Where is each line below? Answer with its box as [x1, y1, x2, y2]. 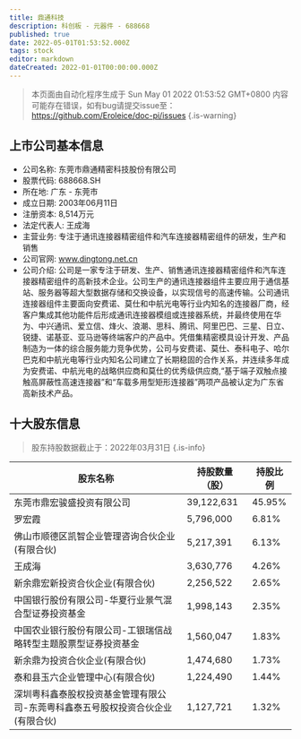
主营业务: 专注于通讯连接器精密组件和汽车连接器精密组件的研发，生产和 [21, 230, 287, 242]
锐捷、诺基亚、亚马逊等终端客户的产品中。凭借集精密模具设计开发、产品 [21, 331, 289, 342]
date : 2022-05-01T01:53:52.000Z [9, 38, 130, 47]
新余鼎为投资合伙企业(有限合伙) [13, 654, 147, 666]
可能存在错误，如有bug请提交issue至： [30, 99, 176, 110]
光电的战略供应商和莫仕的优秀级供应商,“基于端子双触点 [77, 365, 279, 376]
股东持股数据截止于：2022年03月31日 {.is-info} [30, 442, 206, 452]
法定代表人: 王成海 [21, 219, 90, 230]
